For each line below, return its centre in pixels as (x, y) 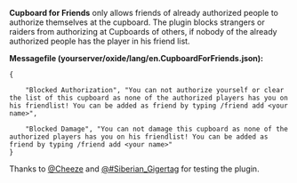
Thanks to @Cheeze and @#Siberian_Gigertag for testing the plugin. (134, 169)
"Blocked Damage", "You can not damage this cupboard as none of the (157, 129)
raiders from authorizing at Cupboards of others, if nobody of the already (143, 32)
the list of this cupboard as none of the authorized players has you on (149, 98)
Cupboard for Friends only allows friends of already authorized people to (144, 13)
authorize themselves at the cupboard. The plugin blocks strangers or (137, 22)
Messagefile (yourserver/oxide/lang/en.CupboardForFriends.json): (136, 58)
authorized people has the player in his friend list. (100, 41)
